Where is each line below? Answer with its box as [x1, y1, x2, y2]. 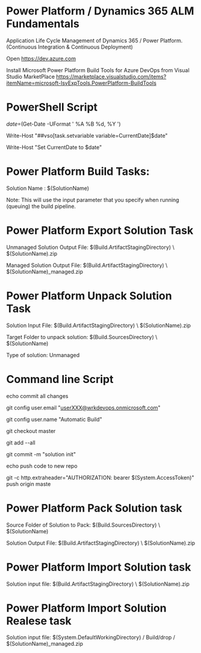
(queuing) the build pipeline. [6, 203, 76, 210]
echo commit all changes [6, 392, 69, 399]
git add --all [6, 439, 36, 446]
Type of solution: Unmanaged [6, 351, 80, 358]
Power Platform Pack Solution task [6, 501, 182, 515]
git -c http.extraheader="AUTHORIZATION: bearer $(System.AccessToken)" [6, 474, 194, 481]
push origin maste [6, 480, 51, 488]
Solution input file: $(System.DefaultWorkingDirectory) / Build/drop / [6, 634, 176, 641]
